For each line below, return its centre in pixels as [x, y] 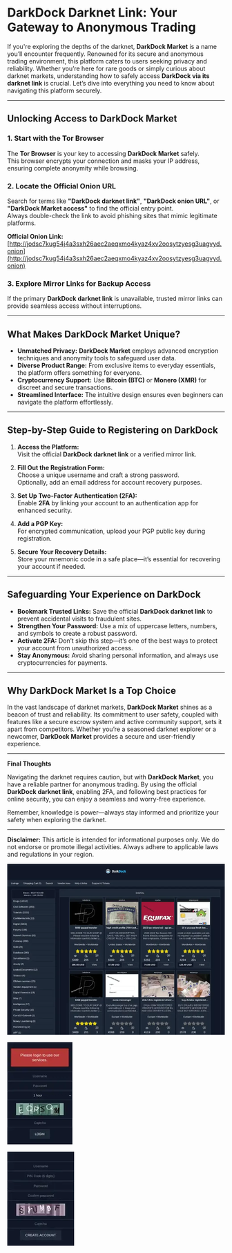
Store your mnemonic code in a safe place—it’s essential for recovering [119, 559]
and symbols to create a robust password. [77, 633]
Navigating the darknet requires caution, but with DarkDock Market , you [110, 777]
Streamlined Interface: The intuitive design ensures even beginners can [120, 395]
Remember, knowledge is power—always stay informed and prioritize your [113, 813]
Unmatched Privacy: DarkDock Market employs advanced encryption [118, 351]
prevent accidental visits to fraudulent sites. [79, 619]
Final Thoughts [29, 764]
